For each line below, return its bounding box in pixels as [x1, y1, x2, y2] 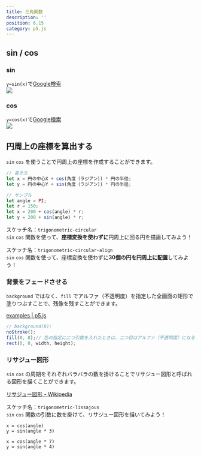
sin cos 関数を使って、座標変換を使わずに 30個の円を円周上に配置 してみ [6, 254, 184, 261]
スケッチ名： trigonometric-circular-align [6, 247, 113, 254]
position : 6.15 [6, 20, 44, 26]
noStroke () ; [6, 329, 36, 335]
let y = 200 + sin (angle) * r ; [6, 214, 84, 221]
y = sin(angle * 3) [6, 428, 55, 434]
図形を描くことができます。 [11, 378, 80, 385]
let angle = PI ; [6, 197, 47, 204]
